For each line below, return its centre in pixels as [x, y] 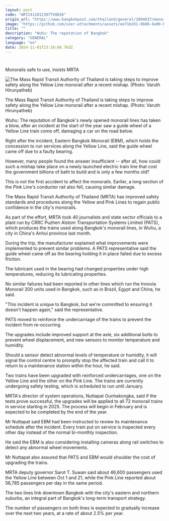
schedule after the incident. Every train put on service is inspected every [80, 427]
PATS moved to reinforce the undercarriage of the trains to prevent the [78, 319]
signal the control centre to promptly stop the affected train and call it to [80, 360]
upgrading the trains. [27, 462]
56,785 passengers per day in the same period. [54, 483]
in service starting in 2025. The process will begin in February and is [76, 406]
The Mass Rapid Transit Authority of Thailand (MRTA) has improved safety [82, 196]
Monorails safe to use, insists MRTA [42, 69]
